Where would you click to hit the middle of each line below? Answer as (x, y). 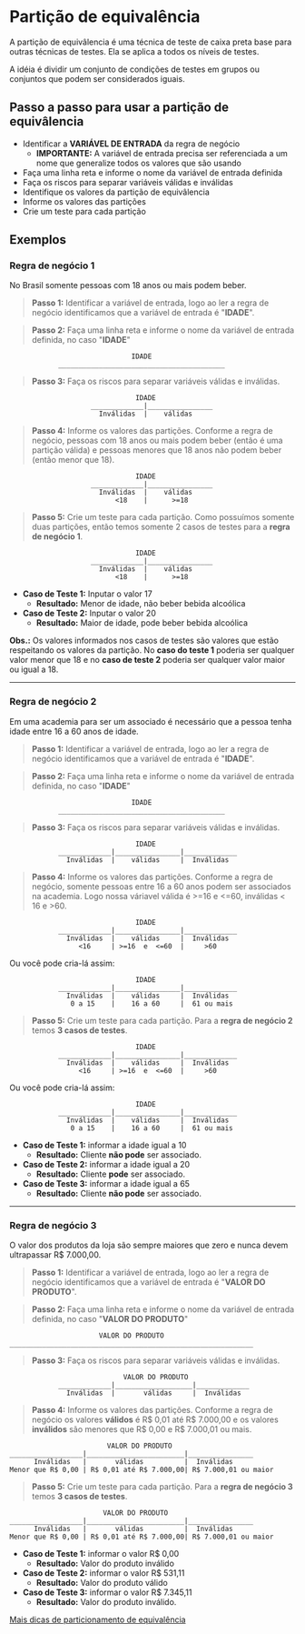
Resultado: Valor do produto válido (102, 1583)
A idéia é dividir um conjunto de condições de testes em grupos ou (135, 69)
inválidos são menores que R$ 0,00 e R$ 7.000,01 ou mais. (142, 1429)
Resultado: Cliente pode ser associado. (111, 1174)
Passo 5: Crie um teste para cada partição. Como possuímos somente (163, 517)
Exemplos (38, 240)
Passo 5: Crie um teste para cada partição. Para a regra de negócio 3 (162, 1487)
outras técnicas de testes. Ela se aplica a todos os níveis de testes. (134, 51)
